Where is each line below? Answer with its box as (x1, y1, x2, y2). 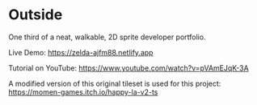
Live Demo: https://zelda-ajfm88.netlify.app (8, 47, 154, 57)
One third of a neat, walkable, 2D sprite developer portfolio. (8, 32, 206, 42)
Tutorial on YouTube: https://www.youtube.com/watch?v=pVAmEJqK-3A (8, 63, 249, 73)
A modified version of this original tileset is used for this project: (8, 79, 221, 88)
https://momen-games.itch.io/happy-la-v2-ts (8, 87, 158, 97)
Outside (8, 6, 63, 24)
